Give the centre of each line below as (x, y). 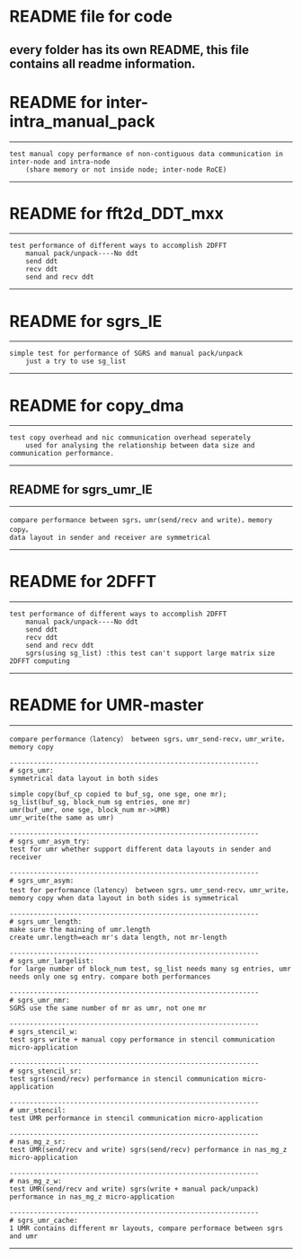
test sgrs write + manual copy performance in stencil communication (142, 1040)
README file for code (91, 17)
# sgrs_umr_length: (46, 922)
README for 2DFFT (83, 582)
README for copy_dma (97, 405)
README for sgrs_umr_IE (81, 489)
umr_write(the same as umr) (62, 818)
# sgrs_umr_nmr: (40, 1001)
